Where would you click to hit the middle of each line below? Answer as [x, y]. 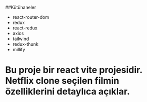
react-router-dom [31, 17]
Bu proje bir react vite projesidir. [74, 70]
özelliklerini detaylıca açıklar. [68, 92]
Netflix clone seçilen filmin [62, 81]
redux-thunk [26, 44]
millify [19, 49]
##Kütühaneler [21, 7]
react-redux [25, 28]
